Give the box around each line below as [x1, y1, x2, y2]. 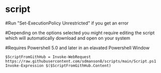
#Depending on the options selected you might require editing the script [5, 29, 155, 35]
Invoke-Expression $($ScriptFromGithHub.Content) [5, 63, 112, 68]
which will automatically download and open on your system [5, 35, 130, 41]
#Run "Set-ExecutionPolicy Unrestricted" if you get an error [5, 20, 129, 26]
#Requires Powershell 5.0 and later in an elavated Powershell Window [5, 44, 150, 50]
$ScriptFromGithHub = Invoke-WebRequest [5, 54, 92, 59]
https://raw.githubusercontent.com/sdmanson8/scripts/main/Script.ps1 [5, 58, 156, 63]
